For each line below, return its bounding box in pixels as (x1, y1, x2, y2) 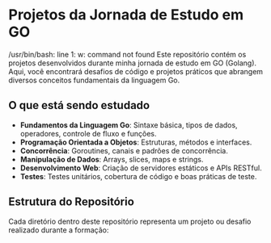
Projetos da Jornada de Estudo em (8, 6, 244, 24)
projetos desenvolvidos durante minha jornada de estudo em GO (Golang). (8, 58, 257, 68)
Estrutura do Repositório (8, 195, 135, 209)
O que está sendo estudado (8, 98, 150, 112)
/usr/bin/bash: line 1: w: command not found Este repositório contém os (8, 49, 247, 59)
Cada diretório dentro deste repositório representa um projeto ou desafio (8, 216, 252, 226)
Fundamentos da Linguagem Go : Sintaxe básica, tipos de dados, (19, 119, 238, 130)
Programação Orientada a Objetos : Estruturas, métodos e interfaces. (19, 137, 252, 147)
